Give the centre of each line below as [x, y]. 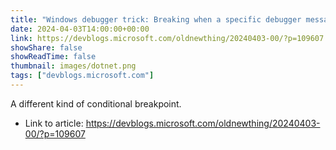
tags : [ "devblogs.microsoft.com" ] [82, 76]
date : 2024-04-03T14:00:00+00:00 [80, 29]
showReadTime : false [53, 57]
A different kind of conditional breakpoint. [96, 103]
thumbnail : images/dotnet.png [73, 66]
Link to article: [54, 123]
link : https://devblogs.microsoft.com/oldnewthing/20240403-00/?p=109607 [167, 38]
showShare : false [46, 47]
